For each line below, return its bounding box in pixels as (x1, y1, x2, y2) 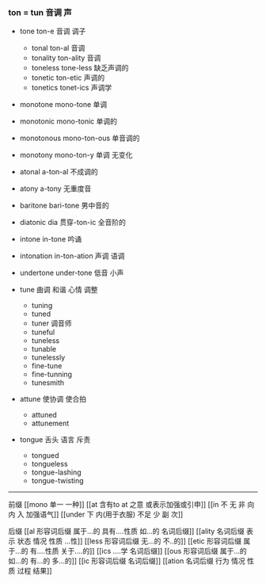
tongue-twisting (31, 476, 85, 486)
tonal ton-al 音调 (31, 44, 85, 53)
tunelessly (31, 352, 66, 362)
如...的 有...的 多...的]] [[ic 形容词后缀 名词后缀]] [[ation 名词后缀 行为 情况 (8, 556, 245, 566)
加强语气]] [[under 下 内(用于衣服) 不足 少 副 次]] (25, 509, 184, 520)
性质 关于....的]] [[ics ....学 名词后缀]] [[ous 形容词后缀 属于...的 (44, 547, 247, 556)
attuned (31, 410, 57, 420)
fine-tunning (31, 370, 73, 379)
